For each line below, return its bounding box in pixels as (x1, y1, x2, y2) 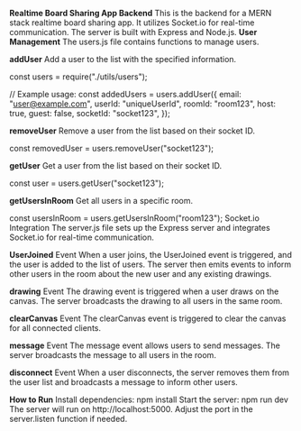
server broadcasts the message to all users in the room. (9, 350, 216, 360)
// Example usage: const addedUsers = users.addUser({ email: (9, 89, 242, 99)
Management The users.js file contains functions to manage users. (9, 36, 260, 47)
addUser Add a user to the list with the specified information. (9, 54, 237, 64)
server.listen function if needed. (9, 414, 128, 424)
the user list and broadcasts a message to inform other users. (9, 377, 239, 387)
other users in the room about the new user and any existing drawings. (9, 269, 272, 279)
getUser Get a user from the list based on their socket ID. (9, 160, 223, 170)
